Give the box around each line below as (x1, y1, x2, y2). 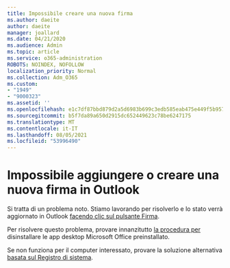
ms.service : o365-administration (7, 55, 103, 62)
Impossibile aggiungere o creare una (7, 168, 220, 183)
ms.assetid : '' (7, 100, 51, 107)
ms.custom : (7, 80, 38, 87)
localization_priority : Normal (7, 67, 97, 74)
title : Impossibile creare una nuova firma (7, 10, 133, 17)
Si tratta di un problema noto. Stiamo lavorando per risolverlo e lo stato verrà (7, 205, 223, 213)
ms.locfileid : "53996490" (7, 138, 81, 145)
